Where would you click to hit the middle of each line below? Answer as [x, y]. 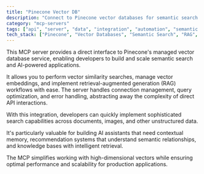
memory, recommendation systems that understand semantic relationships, [101, 140]
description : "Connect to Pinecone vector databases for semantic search [102, 18]
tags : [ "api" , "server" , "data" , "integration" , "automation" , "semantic [102, 29]
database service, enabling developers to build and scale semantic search [100, 59]
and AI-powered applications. [44, 65]
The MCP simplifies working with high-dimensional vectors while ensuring [100, 158]
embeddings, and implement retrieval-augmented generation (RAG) [91, 84]
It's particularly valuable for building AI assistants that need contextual [95, 133]
